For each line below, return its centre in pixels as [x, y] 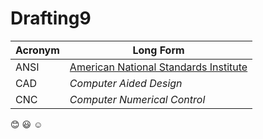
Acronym [37, 50]
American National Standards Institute [158, 67]
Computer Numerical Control [137, 99]
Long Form [158, 50]
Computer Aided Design [126, 83]
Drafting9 [51, 18]
